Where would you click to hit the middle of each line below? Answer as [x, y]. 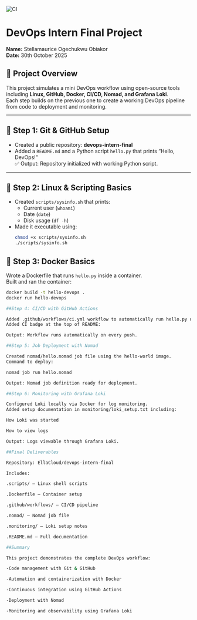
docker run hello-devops [36, 298]
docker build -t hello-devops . [45, 292]
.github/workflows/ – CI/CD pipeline [52, 505]
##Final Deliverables [33, 452]
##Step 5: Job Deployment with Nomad [52, 346]
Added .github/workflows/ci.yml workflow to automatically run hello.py [97, 319]
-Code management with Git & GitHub [51, 569]
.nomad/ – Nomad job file [38, 516]
